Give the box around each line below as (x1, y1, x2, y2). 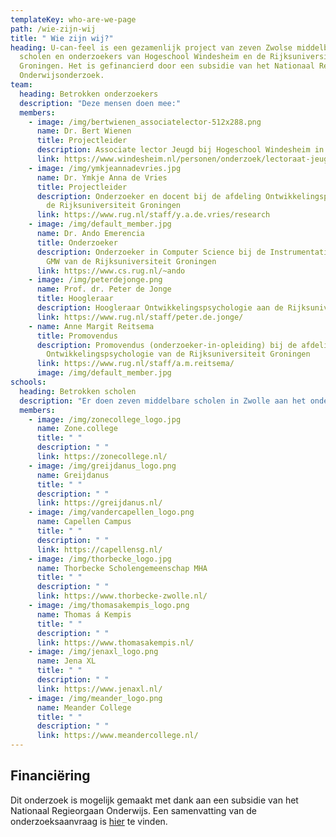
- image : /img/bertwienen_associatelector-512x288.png (28, 117, 262, 127)
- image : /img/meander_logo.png (28, 693, 163, 703)
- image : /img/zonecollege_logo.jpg (28, 414, 182, 425)
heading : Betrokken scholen (19, 386, 137, 396)
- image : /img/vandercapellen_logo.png (28, 507, 195, 518)
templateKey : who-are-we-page (10, 14, 137, 25)
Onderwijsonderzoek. (19, 71, 105, 81)
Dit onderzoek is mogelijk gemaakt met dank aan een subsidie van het (10, 794, 299, 806)
